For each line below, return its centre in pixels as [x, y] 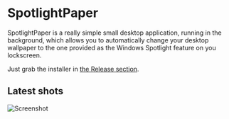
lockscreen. [25, 55]
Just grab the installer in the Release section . [73, 69]
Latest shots [36, 91]
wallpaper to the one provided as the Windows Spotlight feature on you [112, 47]
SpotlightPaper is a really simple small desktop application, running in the [114, 33]
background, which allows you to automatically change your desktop [108, 40]
